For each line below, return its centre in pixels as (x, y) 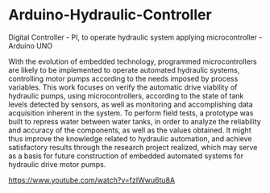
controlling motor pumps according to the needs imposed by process (123, 78)
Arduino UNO (31, 45)
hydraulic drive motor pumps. (57, 164)
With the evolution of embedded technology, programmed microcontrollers (133, 61)
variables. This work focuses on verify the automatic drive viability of (123, 87)
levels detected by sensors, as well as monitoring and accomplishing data (131, 104)
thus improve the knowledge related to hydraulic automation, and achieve (130, 138)
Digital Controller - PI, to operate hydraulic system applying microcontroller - (135, 37)
